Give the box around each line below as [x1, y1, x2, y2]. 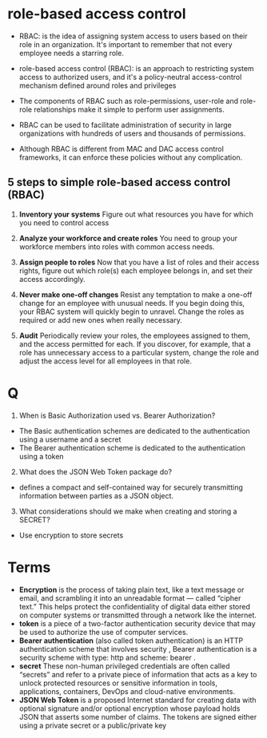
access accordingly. [18, 274, 86, 284]
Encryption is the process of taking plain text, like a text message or [18, 585, 245, 594]
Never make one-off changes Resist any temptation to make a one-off [18, 289, 253, 300]
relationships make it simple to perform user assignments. [34, 105, 225, 114]
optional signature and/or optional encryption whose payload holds [18, 704, 241, 713]
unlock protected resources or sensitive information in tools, [18, 678, 217, 688]
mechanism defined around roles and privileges [18, 81, 177, 90]
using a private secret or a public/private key [18, 720, 167, 730]
